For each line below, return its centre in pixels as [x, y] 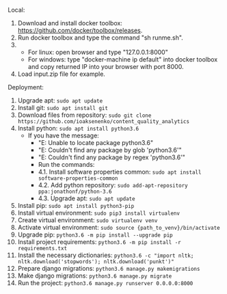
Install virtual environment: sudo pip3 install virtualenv [99, 213]
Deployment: [26, 87]
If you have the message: [64, 135]
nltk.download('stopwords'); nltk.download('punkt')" [96, 262]
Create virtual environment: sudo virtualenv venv [88, 220]
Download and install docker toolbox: [70, 23]
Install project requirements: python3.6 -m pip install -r [99, 242]
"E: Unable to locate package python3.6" [95, 143]
